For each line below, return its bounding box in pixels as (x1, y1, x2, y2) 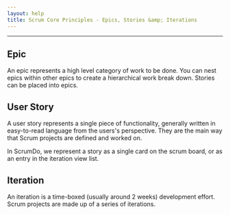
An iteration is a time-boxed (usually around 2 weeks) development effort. (7, 192, 216, 201)
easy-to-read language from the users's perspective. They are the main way (7, 126, 222, 135)
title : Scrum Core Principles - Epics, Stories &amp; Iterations (7, 16, 197, 23)
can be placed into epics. (7, 81, 79, 89)
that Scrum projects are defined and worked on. (7, 134, 142, 142)
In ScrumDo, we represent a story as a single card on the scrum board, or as (7, 147, 222, 155)
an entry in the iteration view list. (7, 155, 99, 163)
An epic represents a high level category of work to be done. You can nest (7, 67, 217, 75)
